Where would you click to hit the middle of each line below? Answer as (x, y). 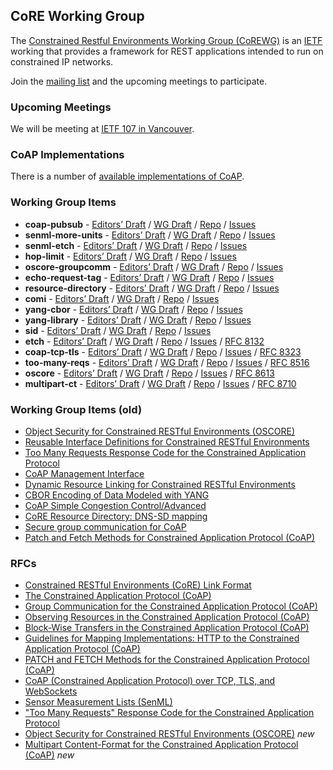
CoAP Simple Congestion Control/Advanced (115, 505)
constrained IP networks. (62, 61)
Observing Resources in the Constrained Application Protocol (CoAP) (167, 617)
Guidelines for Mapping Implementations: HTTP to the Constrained (162, 638)
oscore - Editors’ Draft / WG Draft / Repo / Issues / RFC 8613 (149, 373)
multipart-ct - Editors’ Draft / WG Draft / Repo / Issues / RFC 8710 (160, 383)
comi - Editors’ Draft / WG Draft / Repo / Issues (122, 298)
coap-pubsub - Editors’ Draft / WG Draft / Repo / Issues (140, 224)
